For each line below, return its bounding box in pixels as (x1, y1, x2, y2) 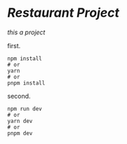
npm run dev (7, 105, 42, 113)
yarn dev (7, 117, 33, 124)
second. (7, 92, 31, 100)
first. (7, 41, 21, 50)
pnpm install (7, 79, 46, 87)
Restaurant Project (7, 5, 119, 21)
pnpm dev (7, 129, 33, 137)
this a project (7, 28, 46, 36)
